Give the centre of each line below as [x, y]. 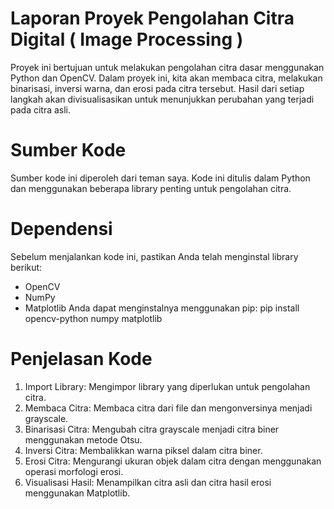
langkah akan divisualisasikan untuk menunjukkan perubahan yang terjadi [162, 99]
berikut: [26, 267]
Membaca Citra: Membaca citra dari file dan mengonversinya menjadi [168, 408]
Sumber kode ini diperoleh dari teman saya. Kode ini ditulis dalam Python [160, 178]
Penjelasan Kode [81, 359]
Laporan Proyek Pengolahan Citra [152, 18]
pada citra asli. [41, 109]
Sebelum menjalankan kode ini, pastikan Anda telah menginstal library [154, 256]
